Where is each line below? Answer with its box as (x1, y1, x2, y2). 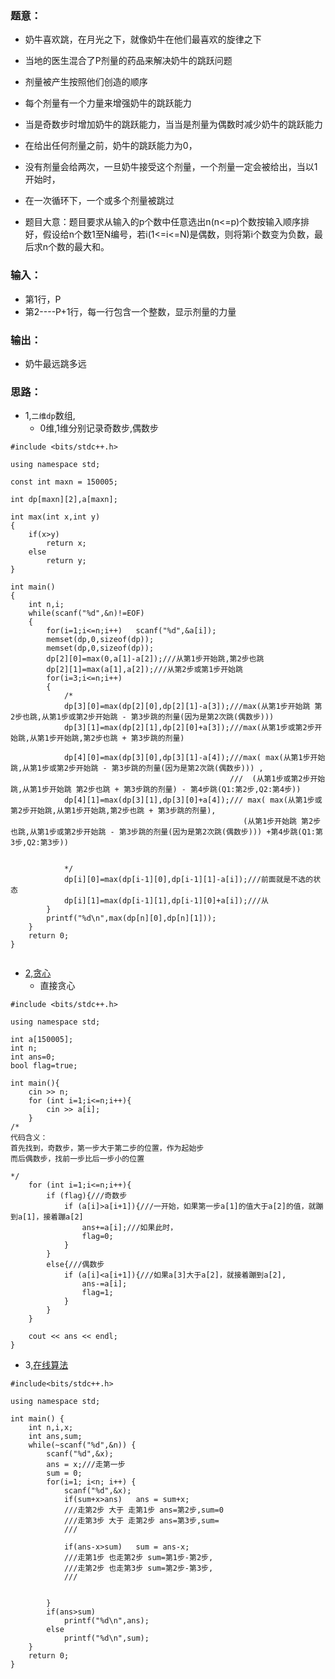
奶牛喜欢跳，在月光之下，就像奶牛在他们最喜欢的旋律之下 (24, 33, 262, 46)
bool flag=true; (10, 1061, 78, 1071)
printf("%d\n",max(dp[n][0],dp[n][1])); (46, 913, 217, 924)
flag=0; (81, 1232, 114, 1242)
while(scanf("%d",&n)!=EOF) (28, 608, 145, 619)
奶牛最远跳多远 (24, 357, 87, 369)
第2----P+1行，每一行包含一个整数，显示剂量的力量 (24, 305, 237, 317)
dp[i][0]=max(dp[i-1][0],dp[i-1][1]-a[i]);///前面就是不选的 (63, 875, 314, 885)
